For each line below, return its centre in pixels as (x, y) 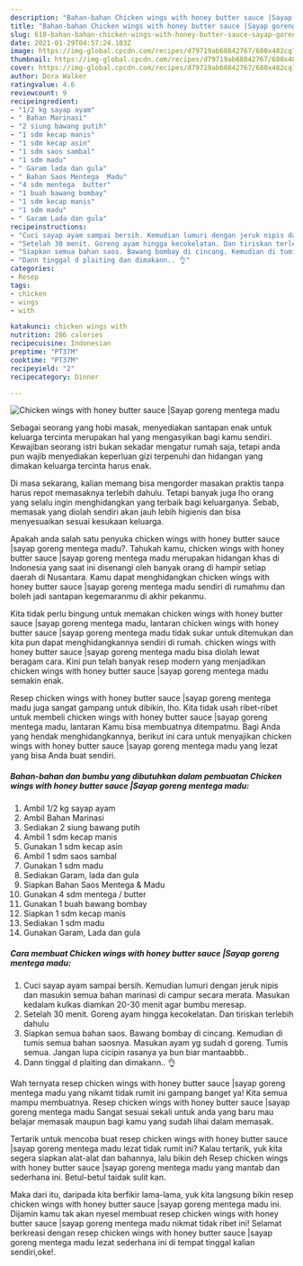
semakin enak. (37, 681)
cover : (22, 68)
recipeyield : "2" (43, 368)
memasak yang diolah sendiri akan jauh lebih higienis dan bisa (125, 512)
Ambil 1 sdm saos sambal (70, 857)
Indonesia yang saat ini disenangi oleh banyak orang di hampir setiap (138, 568)
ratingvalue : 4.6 (43, 85)
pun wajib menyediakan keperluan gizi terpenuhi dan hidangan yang (137, 456)
